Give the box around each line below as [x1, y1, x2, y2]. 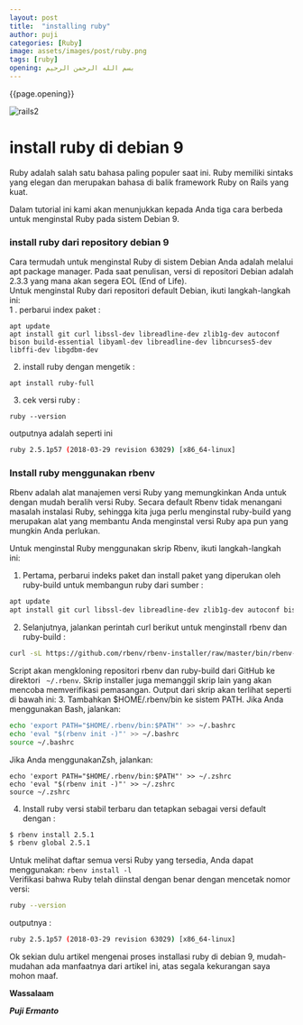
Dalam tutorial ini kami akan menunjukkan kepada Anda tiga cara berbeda [9, 204, 283, 215]
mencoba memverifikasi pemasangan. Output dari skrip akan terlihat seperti [9, 684, 291, 695]
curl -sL [9, 649, 42, 659]
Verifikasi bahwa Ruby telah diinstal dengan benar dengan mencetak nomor [9, 874, 291, 885]
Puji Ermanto [9, 1005, 60, 1016]
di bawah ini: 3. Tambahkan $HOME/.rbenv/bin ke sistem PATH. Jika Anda [9, 694, 284, 705]
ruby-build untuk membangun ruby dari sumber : [22, 579, 204, 591]
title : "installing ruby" [9, 22, 111, 31]
